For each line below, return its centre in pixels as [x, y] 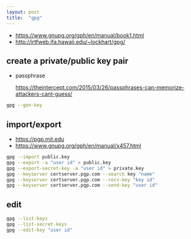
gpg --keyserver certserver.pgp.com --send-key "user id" [82, 185]
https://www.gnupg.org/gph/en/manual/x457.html [78, 146]
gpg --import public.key [38, 157]
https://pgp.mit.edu [40, 139]
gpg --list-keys [27, 219]
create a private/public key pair [68, 61]
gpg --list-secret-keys [37, 224]
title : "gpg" [25, 18]
